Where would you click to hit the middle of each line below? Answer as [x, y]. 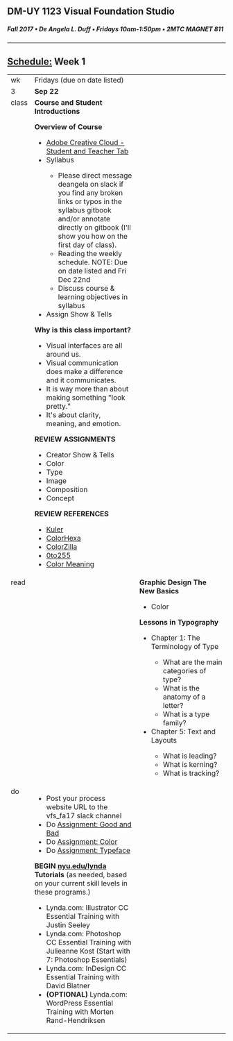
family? [174, 723]
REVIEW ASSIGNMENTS [75, 439]
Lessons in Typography [179, 623]
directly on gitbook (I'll [95, 228]
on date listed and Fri [92, 271]
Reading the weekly [90, 254]
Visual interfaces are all [84, 346]
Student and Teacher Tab [87, 151]
